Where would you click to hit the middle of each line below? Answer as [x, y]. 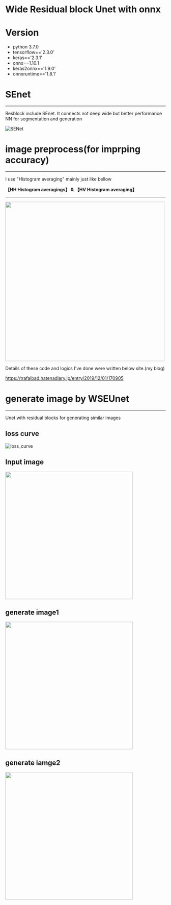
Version [22, 33]
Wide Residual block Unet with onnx [83, 9]
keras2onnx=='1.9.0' [34, 69]
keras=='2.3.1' [27, 58]
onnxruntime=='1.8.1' [34, 74]
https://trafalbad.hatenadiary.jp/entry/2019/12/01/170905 [64, 378]
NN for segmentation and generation [44, 119]
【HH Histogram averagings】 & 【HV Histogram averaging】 [71, 189]
